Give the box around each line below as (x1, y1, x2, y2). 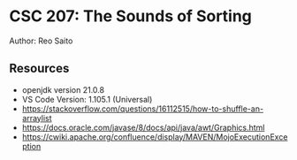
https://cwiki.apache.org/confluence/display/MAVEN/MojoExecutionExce (21, 131, 288, 142)
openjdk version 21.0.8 (21, 84, 104, 95)
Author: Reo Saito (9, 35, 73, 46)
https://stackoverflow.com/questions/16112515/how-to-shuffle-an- (21, 103, 263, 114)
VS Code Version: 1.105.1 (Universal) (21, 94, 153, 104)
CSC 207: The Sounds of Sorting (9, 6, 252, 27)
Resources (9, 61, 70, 76)
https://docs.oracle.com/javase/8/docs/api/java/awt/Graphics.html (21, 122, 265, 133)
